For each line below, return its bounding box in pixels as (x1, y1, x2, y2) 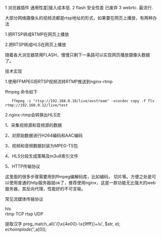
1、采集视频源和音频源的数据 (5, 122, 62, 128)
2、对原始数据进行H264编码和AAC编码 (5, 133, 83, 138)
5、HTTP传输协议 (5, 163, 40, 169)
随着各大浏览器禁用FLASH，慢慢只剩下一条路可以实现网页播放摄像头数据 (5, 52, 150, 58)
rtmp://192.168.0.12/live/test (5, 103, 68, 108)
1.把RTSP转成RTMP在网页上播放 (5, 32, 69, 37)
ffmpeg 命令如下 (5, 89, 38, 95)
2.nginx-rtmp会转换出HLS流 (5, 112, 61, 118)
